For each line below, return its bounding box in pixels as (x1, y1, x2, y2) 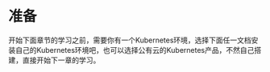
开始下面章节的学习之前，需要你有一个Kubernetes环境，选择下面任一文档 (8, 35, 251, 45)
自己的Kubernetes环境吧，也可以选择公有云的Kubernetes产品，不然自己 (15, 45, 255, 54)
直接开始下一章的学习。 (22, 55, 101, 65)
